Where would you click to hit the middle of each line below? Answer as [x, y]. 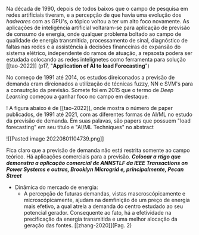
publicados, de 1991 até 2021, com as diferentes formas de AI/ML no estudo [99, 114]
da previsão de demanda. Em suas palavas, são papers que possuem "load [98, 121]
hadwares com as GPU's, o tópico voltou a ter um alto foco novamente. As [98, 21]
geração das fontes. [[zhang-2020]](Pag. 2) [78, 225]
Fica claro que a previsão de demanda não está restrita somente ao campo [98, 150]
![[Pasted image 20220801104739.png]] [55, 139]
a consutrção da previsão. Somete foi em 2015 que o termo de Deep [90, 90]
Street [14, 176]
